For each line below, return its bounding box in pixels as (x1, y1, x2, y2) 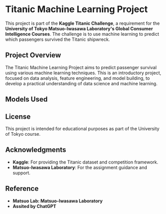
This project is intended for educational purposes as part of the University (5, 125, 159, 132)
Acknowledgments (5, 145, 67, 154)
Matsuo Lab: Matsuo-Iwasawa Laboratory (12, 198, 103, 204)
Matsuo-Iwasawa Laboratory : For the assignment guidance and (12, 164, 148, 170)
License (5, 112, 31, 121)
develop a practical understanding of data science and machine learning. (5, 80, 158, 86)
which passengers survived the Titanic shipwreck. (5, 36, 110, 42)
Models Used (5, 95, 48, 104)
